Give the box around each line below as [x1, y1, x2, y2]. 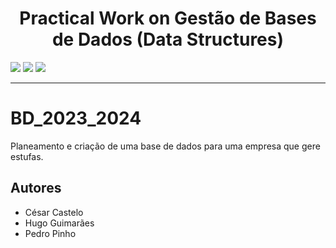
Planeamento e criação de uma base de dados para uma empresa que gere [10, 140, 321, 152]
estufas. [10, 150, 44, 162]
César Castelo [24, 206, 84, 218]
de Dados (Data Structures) [51, 28, 285, 51]
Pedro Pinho [24, 227, 77, 239]
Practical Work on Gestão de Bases [19, 7, 317, 30]
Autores [10, 180, 62, 197]
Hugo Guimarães [24, 217, 95, 229]
